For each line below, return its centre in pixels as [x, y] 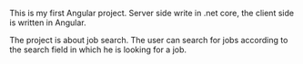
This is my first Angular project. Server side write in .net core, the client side [151, 13]
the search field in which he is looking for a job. [98, 50]
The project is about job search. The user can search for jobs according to [149, 40]
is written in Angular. [48, 23]
